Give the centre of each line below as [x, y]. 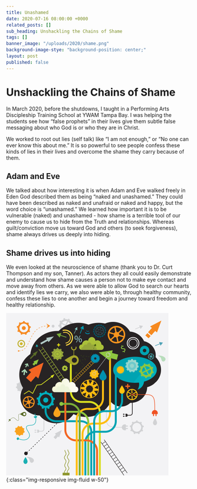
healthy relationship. [31, 305]
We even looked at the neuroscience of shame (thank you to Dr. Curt [89, 267]
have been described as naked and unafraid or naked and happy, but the [94, 203]
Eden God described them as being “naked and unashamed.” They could [95, 197]
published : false [27, 62]
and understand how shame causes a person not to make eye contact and [96, 280]
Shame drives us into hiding [58, 253]
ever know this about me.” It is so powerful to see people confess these [93, 145]
